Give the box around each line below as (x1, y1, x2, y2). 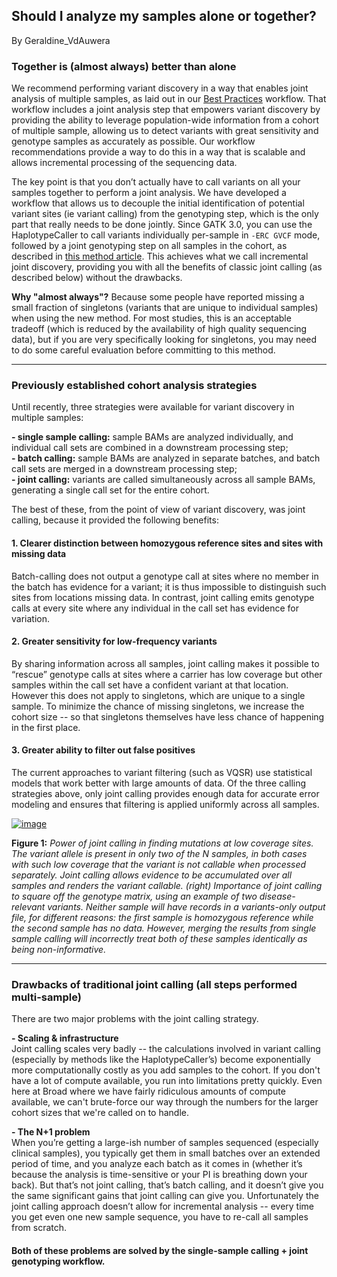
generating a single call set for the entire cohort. (11, 484, 210, 496)
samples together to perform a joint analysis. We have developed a (11, 187, 287, 199)
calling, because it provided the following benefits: (11, 514, 219, 526)
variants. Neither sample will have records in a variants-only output (47, 901, 326, 913)
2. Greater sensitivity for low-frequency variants (11, 635, 218, 648)
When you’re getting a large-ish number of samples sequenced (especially (11, 1137, 319, 1149)
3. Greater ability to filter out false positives (11, 744, 196, 756)
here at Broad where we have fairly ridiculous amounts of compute (11, 1085, 286, 1098)
